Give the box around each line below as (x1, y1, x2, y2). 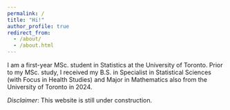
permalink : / (7, 10, 45, 17)
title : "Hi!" (7, 16, 45, 23)
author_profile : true (7, 23, 70, 30)
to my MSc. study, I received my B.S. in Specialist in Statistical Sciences (7, 68, 212, 76)
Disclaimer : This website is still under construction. (7, 96, 153, 104)
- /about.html (13, 42, 54, 49)
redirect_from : (7, 29, 51, 36)
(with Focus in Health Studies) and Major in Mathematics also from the (7, 76, 207, 83)
